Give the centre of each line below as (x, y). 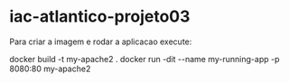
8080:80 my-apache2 (50, 69)
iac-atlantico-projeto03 (100, 17)
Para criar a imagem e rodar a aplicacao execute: (101, 41)
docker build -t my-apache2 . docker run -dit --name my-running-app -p (144, 59)
